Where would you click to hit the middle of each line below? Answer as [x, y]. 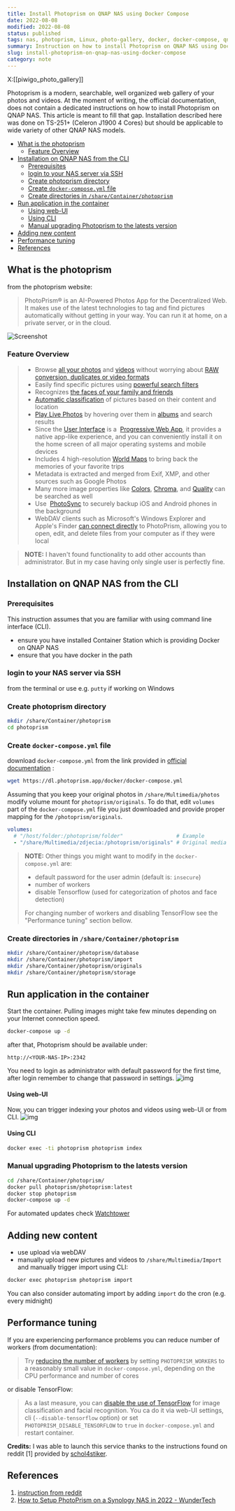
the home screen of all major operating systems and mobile [120, 444]
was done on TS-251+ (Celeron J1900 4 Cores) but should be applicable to [115, 123]
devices [46, 451]
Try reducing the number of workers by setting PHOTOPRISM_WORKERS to [124, 1360]
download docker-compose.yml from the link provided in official [97, 761]
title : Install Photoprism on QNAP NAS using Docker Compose [98, 14]
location [47, 406]
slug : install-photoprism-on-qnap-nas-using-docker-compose [97, 53]
